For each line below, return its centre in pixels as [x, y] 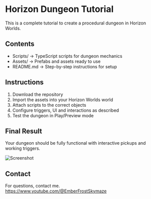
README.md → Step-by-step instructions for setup [65, 66]
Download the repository [38, 94]
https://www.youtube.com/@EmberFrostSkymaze [56, 191]
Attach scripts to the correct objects [49, 105]
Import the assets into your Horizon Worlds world [63, 99]
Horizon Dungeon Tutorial [59, 9]
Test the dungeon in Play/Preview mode [53, 115]
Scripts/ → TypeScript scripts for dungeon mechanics [67, 56]
